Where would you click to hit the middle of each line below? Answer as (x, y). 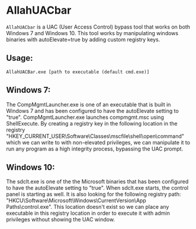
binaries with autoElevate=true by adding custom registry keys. (83, 39)
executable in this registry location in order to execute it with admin (88, 213)
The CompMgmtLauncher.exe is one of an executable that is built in (89, 104)
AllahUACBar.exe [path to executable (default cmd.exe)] (78, 72)
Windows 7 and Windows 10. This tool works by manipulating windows (92, 33)
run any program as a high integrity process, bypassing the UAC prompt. (95, 149)
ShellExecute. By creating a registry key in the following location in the (92, 123)
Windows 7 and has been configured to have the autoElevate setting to (92, 111)
